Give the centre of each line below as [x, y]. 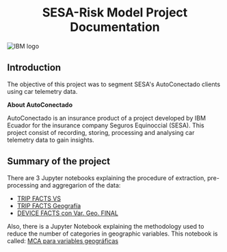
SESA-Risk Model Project [115, 13]
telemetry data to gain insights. [51, 140]
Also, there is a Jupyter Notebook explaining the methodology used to [106, 226]
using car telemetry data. [42, 91]
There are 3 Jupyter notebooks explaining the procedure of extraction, [107, 178]
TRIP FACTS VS [39, 198]
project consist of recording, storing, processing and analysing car [101, 132]
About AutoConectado [40, 105]
